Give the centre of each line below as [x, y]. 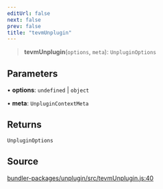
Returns [25, 125]
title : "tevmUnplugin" [39, 33]
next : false [24, 20]
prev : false [24, 26]
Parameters [33, 74]
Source [23, 162]
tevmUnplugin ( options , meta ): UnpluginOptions [90, 52]
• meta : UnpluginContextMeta [48, 103]
